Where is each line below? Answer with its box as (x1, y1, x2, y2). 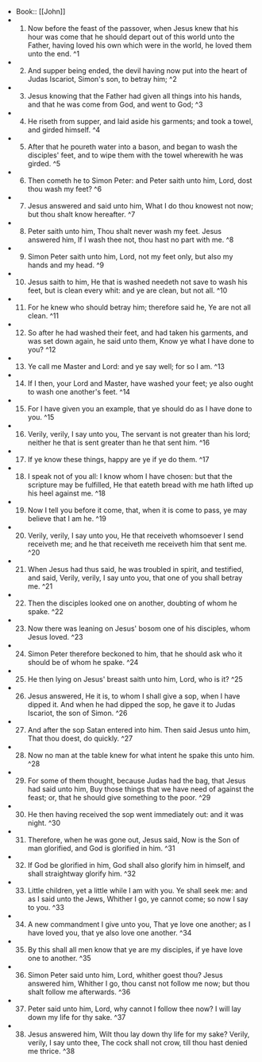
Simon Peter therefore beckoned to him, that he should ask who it (27, 649, 243, 659)
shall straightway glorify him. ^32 (27, 869, 137, 878)
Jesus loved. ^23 (27, 632, 83, 641)
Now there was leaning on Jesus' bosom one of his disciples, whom (27, 624, 251, 633)
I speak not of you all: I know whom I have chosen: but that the (27, 472, 233, 480)
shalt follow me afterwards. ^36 (27, 987, 131, 997)
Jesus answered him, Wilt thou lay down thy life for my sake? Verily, (27, 1029, 250, 1039)
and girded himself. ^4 (27, 125, 101, 134)
